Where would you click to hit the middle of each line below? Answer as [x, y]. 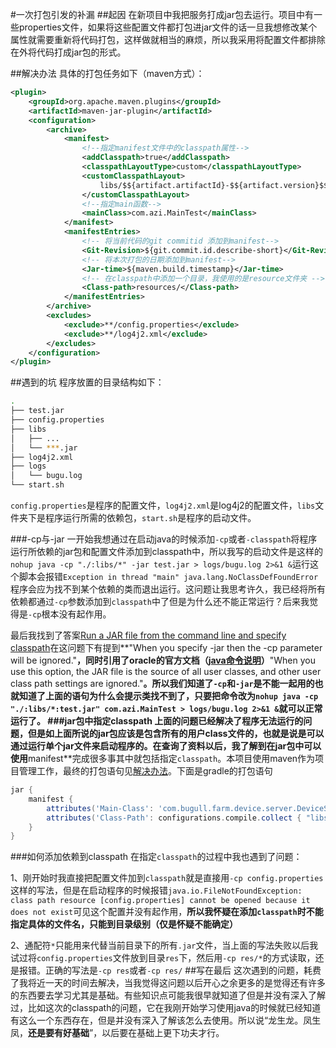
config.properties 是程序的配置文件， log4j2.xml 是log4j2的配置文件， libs [163, 505]
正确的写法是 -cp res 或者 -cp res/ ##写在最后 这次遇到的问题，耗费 [183, 970]
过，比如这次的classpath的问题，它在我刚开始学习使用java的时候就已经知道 [166, 1008]
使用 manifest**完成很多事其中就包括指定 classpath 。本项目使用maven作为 [163, 758]
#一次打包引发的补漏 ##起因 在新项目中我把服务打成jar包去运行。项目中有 [162, 14]
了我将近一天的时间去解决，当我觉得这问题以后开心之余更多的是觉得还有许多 [168, 983]
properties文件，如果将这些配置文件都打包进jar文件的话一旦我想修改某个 [168, 27]
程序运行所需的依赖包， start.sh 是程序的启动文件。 [150, 517]
